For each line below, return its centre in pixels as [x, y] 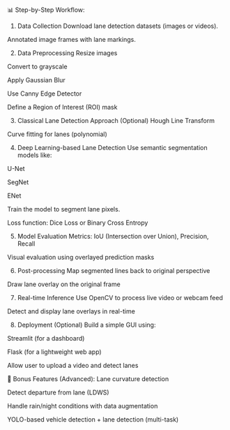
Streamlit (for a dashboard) [46, 338]
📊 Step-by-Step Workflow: [46, 10]
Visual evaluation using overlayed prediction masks [81, 257]
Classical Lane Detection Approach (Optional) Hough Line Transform [116, 120]
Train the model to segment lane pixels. [64, 209]
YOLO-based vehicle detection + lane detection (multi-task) [93, 420]
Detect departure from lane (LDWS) [58, 392]
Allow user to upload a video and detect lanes [73, 365]
